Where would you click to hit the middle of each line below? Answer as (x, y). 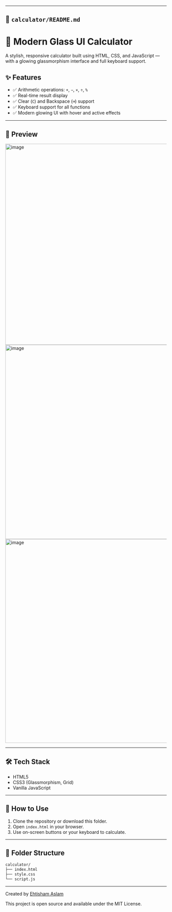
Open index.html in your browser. (48, 826)
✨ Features (23, 77)
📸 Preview (21, 134)
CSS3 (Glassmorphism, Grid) (43, 782)
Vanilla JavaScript (32, 788)
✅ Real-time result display (40, 96)
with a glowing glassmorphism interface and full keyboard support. (76, 61)
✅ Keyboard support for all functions (51, 107)
